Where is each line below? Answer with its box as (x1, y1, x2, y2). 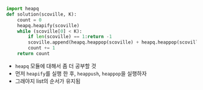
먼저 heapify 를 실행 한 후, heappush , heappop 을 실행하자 (14, 69, 147, 77)
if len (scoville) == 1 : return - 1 (28, 34, 112, 40)
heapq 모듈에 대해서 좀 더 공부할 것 (14, 62, 97, 69)
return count (17, 51, 50, 57)
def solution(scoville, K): (6, 11, 77, 18)
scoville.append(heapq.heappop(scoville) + (28, 39, 139, 45)
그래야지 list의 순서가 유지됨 (14, 77, 81, 85)
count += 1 (28, 45, 56, 51)
